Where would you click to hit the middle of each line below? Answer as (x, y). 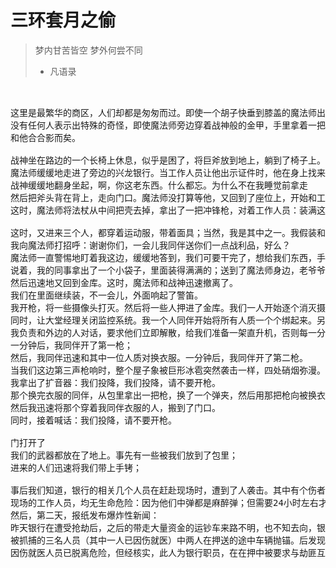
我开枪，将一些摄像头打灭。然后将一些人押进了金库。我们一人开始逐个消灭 (163, 307)
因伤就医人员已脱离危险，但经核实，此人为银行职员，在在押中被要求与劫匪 (163, 552)
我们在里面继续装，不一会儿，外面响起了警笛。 (106, 295)
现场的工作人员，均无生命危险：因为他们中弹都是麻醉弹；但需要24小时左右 (164, 502)
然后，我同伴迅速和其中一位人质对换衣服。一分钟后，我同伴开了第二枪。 (159, 357)
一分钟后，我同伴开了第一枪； (71, 345)
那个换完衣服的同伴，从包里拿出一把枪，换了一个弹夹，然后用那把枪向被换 (163, 395)
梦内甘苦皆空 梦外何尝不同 (88, 50)
